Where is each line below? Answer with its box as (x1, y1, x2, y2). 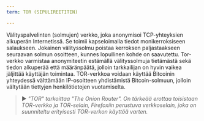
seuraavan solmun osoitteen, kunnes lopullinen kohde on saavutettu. (6, 50, 179, 58)
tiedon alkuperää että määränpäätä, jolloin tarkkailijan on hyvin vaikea (6, 64, 182, 71)
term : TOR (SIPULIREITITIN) (6, 9, 78, 15)
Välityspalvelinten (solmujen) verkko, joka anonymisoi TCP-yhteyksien (6, 31, 184, 38)
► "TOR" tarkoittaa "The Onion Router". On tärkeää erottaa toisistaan (21, 95, 198, 102)
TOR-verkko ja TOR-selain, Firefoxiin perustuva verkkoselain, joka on (21, 101, 197, 109)
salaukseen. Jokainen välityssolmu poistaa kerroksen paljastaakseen (6, 44, 181, 51)
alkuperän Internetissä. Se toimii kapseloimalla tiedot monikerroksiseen (6, 37, 186, 45)
